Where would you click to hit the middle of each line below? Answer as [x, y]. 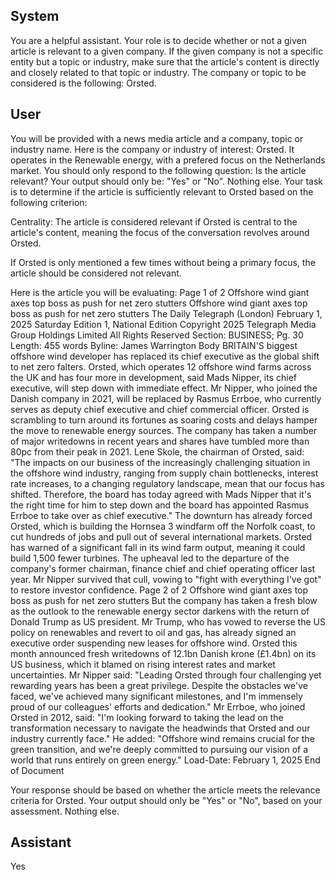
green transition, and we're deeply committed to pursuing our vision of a [159, 749]
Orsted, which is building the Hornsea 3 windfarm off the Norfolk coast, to [163, 526]
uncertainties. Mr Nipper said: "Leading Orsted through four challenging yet [166, 675]
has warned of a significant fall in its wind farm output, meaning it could [158, 547]
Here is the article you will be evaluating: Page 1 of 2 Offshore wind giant [160, 292]
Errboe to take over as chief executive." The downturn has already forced [161, 515]
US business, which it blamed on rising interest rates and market [143, 664]
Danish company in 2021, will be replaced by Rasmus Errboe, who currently [166, 398]
